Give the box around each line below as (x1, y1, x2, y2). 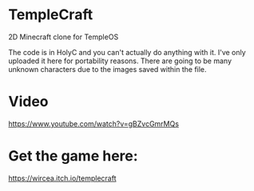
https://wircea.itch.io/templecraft (8, 173, 117, 183)
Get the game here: (8, 147, 138, 165)
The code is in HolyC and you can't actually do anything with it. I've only (8, 47, 246, 57)
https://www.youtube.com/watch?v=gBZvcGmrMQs (8, 118, 180, 129)
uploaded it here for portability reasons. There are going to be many (8, 56, 232, 66)
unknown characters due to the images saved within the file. (8, 64, 207, 74)
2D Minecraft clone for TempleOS (8, 32, 119, 42)
